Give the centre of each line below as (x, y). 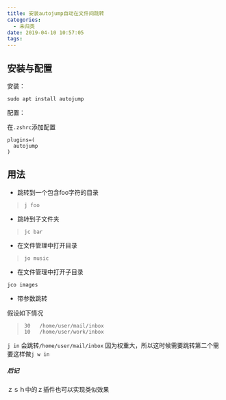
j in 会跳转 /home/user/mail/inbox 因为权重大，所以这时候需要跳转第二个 (110, 345)
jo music (36, 258)
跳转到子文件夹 (38, 219)
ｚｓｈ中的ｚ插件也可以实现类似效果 (58, 389)
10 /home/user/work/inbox (64, 332)
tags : (15, 39)
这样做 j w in (31, 354)
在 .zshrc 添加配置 (32, 126)
